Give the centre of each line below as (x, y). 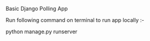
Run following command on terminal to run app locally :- (75, 20)
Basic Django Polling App (37, 9)
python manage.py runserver (41, 31)
